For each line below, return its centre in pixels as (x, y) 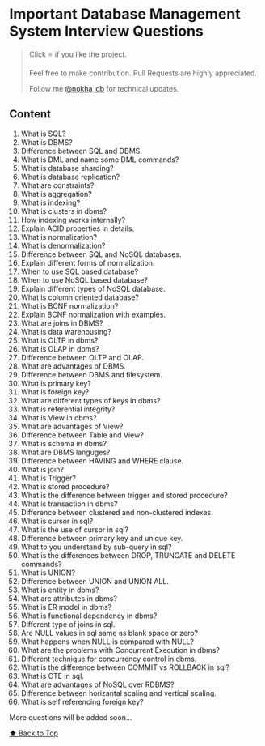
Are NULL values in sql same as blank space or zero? (109, 633)
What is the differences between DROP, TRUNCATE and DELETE (128, 555)
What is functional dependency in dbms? (89, 616)
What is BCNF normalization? (69, 305)
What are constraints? (57, 185)
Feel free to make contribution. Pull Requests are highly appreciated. (143, 73)
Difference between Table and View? (82, 435)
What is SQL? (43, 134)
